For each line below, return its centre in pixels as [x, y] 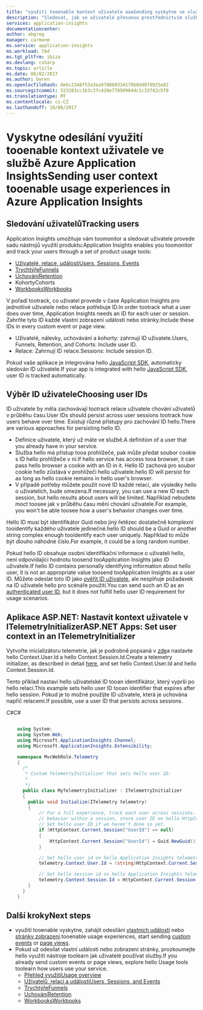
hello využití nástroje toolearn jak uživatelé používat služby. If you [96, 956]
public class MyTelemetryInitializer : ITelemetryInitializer [102, 790]
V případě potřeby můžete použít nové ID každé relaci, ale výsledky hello [106, 485]
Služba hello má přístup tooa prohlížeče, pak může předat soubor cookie [105, 453]
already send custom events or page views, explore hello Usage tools [101, 962]
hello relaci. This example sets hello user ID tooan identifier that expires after [101, 688]
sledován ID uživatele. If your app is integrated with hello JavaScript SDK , [97, 369]
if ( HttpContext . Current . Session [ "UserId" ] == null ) [106, 830]
